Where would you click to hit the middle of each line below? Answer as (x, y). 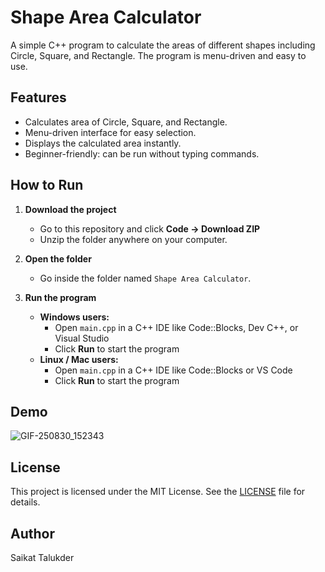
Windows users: (74, 317)
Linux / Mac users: (79, 359)
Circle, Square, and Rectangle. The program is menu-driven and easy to (158, 55)
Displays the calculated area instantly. (103, 143)
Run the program (60, 297)
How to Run (47, 185)
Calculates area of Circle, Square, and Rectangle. (126, 122)
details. (25, 502)
